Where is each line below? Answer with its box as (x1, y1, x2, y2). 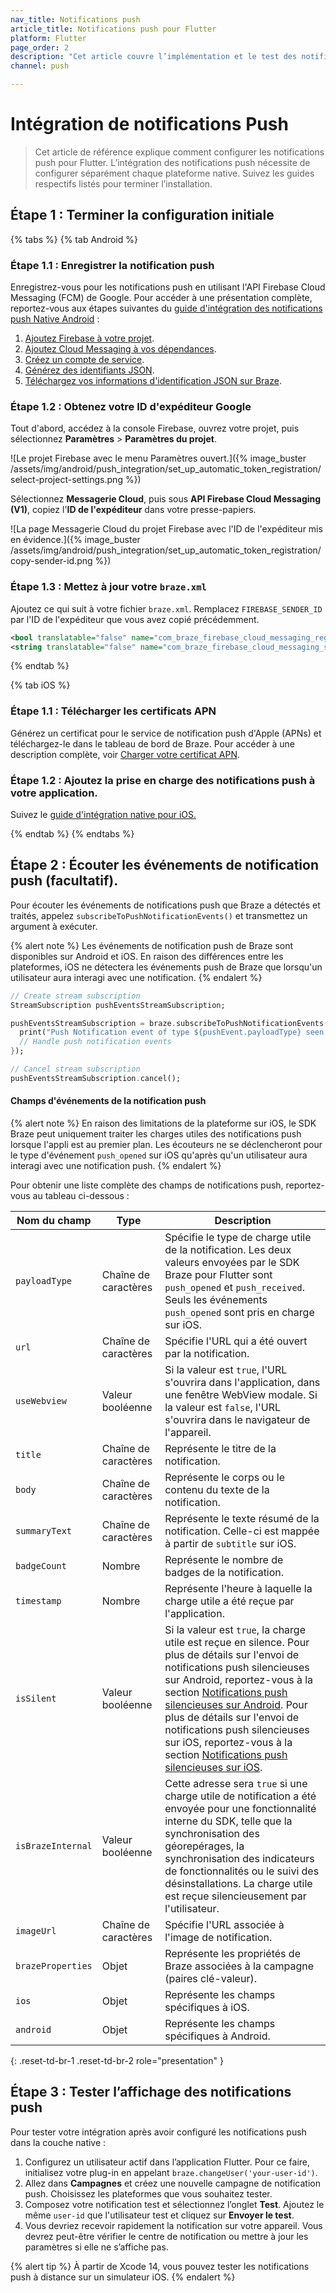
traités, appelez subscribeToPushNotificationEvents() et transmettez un (10, 909, 308, 921)
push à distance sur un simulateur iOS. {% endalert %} (10, 2271, 236, 2283)
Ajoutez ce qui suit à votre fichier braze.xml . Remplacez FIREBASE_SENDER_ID (10, 602, 323, 615)
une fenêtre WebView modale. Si (164, 1388, 318, 1401)
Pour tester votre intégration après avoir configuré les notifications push (10, 2126, 307, 2138)
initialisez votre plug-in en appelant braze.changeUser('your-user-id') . (24, 2166, 318, 2178)
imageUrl (15, 1926, 57, 1936)
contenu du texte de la (164, 1483, 270, 1496)
